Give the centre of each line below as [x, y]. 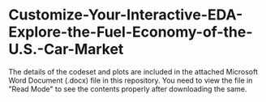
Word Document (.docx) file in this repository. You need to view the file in [131, 80]
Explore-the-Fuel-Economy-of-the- [131, 32]
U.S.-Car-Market [66, 49]
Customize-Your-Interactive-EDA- [126, 15]
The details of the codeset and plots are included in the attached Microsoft [133, 71]
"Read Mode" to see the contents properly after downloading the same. [128, 89]
